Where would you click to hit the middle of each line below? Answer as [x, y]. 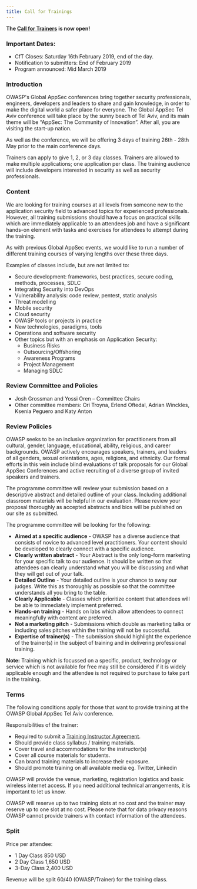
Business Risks [41, 345]
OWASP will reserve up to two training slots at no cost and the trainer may [96, 803]
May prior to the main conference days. [54, 146]
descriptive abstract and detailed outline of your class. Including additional [96, 495]
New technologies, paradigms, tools [58, 327]
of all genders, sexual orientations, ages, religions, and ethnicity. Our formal [98, 458]
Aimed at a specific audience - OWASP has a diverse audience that [97, 536]
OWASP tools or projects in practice [58, 320]
